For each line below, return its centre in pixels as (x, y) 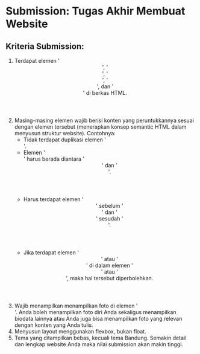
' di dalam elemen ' (110, 265)
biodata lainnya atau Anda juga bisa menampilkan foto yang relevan (98, 319)
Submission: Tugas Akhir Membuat (95, 11)
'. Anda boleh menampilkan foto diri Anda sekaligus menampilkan (95, 312)
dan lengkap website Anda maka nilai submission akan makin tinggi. (98, 344)
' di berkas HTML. (105, 93)
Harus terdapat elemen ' (53, 199)
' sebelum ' (110, 206)
